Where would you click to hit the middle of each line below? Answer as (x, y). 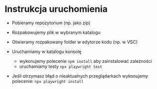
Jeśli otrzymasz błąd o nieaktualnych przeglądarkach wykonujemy (80, 76)
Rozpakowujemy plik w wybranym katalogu (56, 32)
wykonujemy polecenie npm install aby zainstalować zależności (85, 61)
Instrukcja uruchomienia (56, 9)
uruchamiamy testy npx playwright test (61, 66)
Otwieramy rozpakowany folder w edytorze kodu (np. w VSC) (75, 42)
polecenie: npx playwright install (48, 81)
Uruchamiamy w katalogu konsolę (46, 51)
